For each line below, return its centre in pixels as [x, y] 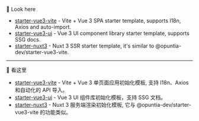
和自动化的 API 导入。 [41, 90]
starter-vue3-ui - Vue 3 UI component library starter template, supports [102, 33]
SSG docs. [28, 39]
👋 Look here [21, 9]
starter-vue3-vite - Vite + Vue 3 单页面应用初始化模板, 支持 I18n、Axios [102, 82]
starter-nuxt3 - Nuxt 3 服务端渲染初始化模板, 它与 [75, 105]
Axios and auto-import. [43, 27]
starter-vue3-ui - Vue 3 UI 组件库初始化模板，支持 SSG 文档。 [90, 97]
